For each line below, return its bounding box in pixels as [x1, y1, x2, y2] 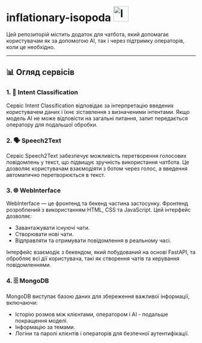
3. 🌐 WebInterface [6, 186, 61, 194]
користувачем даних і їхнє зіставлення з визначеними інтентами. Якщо [6, 108, 190, 115]
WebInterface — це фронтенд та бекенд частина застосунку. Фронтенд [6, 200, 188, 207]
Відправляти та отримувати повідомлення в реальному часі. [14, 237, 171, 244]
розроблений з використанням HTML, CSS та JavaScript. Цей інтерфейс [6, 206, 191, 213]
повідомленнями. [6, 261, 52, 269]
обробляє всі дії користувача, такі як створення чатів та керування [6, 255, 180, 262]
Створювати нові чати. [14, 231, 74, 238]
